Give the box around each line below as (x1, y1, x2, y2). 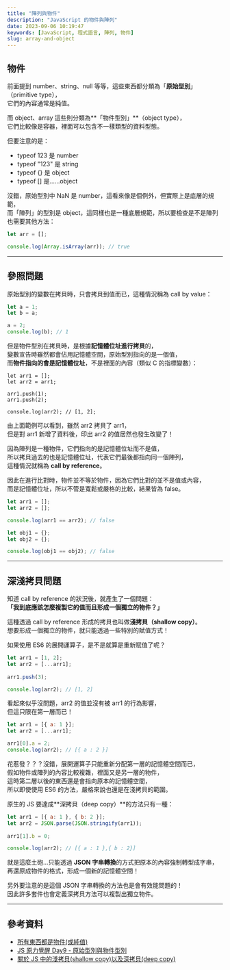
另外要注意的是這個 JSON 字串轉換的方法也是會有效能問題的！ (7, 881, 183, 890)
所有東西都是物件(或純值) (16, 938, 88, 946)
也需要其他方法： (7, 217, 55, 225)
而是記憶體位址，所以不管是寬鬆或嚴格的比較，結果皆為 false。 (7, 485, 185, 493)
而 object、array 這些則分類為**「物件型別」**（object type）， (7, 114, 186, 122)
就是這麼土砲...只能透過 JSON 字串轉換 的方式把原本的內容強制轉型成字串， (7, 858, 218, 867)
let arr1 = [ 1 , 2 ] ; (7, 654, 63, 661)
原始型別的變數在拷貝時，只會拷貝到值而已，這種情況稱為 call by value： (7, 290, 212, 298)
